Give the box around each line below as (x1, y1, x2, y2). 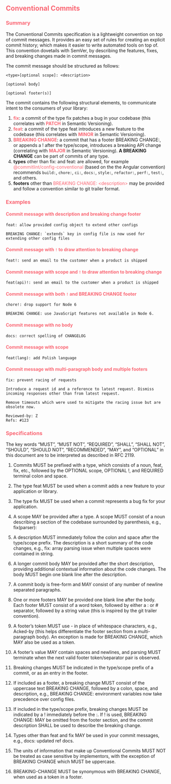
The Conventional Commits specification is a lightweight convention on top (6, 31, 163, 37)
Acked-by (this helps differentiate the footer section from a (13, 628, 137, 635)
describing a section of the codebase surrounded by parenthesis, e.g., (13, 519, 161, 525)
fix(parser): (13, 525, 37, 531)
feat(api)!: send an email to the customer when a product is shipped (6, 280, 159, 286)
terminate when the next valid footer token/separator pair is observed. (13, 655, 161, 661)
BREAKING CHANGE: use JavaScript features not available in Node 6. (6, 311, 154, 316)
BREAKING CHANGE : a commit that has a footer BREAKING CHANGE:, (13, 137, 161, 143)
